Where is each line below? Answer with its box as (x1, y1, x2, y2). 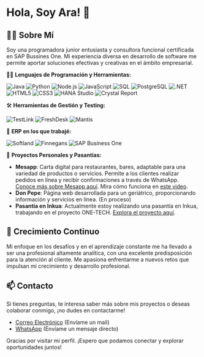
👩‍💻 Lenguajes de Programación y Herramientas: (6, 71, 132, 78)
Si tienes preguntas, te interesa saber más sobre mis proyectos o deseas (6, 300, 190, 307)
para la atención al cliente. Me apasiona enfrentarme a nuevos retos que (6, 255, 189, 263)
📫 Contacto (6, 281, 53, 291)
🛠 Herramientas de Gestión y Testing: (6, 102, 106, 109)
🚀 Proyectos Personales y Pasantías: (6, 151, 102, 159)
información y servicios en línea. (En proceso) (15, 196, 132, 203)
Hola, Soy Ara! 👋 (6, 6, 91, 20)
